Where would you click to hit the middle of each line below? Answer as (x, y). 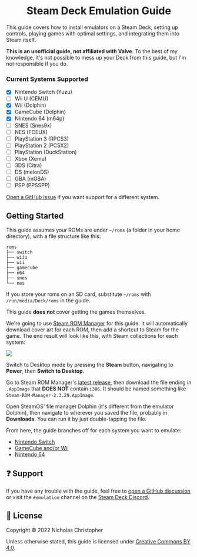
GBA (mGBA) (30, 179)
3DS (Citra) (28, 165)
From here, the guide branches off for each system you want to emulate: (94, 430)
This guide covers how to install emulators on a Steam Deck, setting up (92, 27)
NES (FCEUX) (31, 132)
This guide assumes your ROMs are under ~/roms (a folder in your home (93, 230)
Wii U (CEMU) (31, 99)
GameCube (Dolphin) (40, 112)
